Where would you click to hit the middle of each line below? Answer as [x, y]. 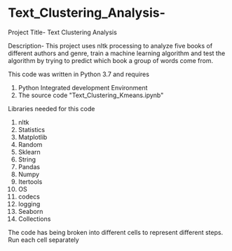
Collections [34, 219]
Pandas [29, 166]
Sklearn [29, 152]
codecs [29, 196]
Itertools [30, 181]
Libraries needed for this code [52, 108]
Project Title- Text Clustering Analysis [63, 32]
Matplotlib [33, 137]
